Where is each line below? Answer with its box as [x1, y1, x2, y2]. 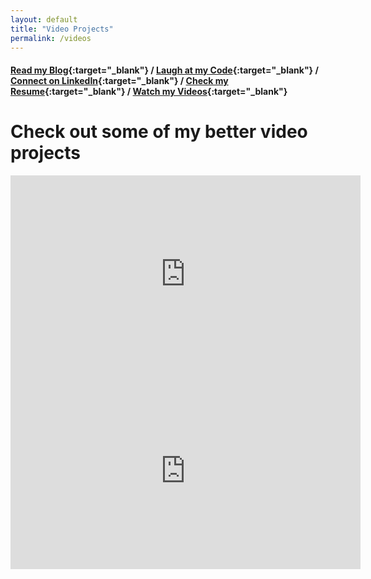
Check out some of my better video [10, 121, 308, 143]
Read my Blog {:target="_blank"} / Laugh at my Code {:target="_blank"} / [10, 64, 319, 76]
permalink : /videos [10, 33, 92, 43]
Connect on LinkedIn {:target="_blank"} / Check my [10, 74, 229, 86]
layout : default [10, 14, 78, 25]
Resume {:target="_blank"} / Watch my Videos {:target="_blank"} [10, 85, 288, 97]
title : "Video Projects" [10, 24, 114, 34]
